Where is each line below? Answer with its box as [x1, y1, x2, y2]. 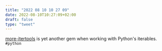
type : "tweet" [5, 21, 36, 27]
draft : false [5, 17, 33, 22]
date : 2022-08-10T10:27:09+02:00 [5, 12, 76, 17]
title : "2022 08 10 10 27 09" [5, 7, 70, 13]
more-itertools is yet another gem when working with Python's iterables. [5, 36, 157, 42]
